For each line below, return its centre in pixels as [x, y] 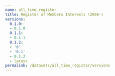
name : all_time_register [31, 10]
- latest [19, 61]
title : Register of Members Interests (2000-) [54, 14]
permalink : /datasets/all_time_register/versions [58, 65]
